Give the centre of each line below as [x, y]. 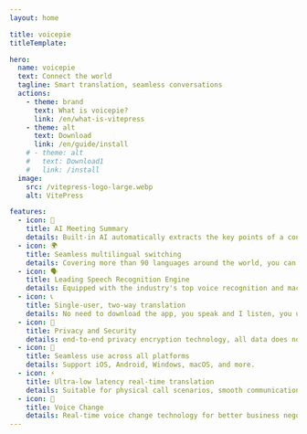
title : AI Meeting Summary [77, 229]
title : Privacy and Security [81, 331]
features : [28, 212]
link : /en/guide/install [81, 144]
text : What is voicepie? [81, 111]
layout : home [34, 18]
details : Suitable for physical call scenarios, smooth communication [163, 390]
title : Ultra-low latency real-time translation [120, 381]
